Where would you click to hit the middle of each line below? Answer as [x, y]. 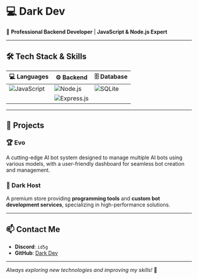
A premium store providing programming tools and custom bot [83, 198]
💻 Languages [29, 76]
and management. [28, 170]
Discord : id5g [31, 247]
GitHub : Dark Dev [36, 253]
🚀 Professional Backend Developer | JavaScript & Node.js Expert [87, 32]
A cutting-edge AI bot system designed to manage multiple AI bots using [94, 157]
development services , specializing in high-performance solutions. [88, 205]
